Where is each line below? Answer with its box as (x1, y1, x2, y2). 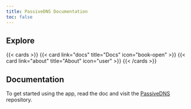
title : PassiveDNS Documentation (6, 8, 88, 15)
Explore (6, 36, 35, 46)
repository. (6, 96, 32, 103)
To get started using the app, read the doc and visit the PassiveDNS (6, 90, 170, 97)
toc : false (6, 14, 33, 20)
